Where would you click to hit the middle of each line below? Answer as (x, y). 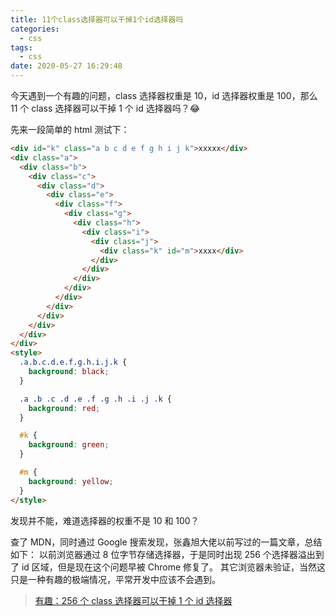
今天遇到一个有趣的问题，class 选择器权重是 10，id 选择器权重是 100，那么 (164, 95)
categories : (35, 29)
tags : (21, 47)
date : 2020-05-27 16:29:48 (66, 66)
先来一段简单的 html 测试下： (70, 129)
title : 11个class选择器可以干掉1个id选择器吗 (97, 19)
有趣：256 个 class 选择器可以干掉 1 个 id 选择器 (133, 600)
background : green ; (69, 445)
